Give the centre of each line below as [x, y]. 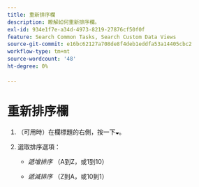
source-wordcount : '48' [42, 59]
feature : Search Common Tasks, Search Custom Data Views [92, 37]
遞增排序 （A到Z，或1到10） [68, 161]
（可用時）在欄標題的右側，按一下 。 [71, 132]
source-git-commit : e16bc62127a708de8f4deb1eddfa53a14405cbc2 [99, 44]
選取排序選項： [39, 147]
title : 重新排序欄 [31, 15]
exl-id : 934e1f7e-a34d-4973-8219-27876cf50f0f [76, 29]
